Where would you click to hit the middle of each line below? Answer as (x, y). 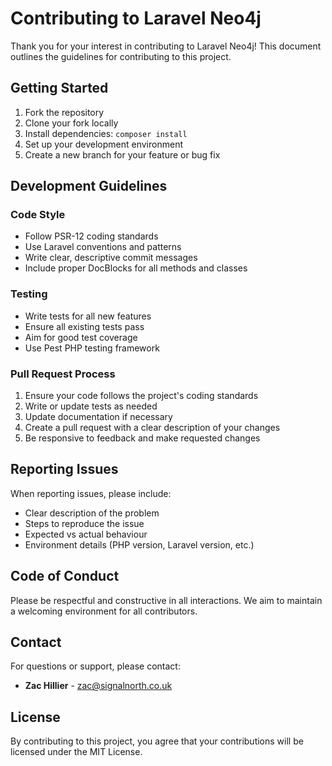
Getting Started (59, 88)
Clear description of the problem (92, 513)
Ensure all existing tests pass (84, 326)
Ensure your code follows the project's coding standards (141, 396)
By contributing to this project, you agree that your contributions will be (157, 741)
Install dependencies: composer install (106, 133)
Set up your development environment (103, 144)
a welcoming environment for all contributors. (104, 611)
